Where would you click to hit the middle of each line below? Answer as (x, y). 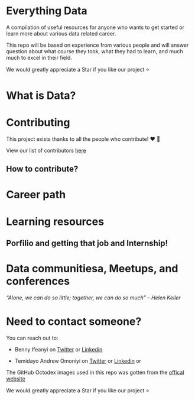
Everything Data (47, 11)
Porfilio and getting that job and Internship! (87, 243)
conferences (38, 281)
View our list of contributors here (46, 151)
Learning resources (55, 222)
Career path (36, 194)
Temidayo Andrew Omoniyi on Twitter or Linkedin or (78, 361)
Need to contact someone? (74, 322)
